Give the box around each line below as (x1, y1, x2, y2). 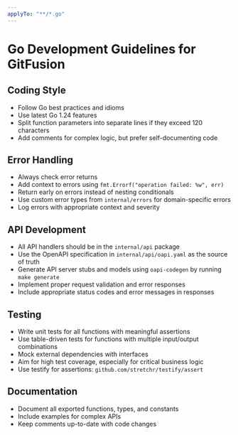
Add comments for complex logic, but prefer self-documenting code (17, 133, 218, 142)
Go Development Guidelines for (7, 41, 197, 57)
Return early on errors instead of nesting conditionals (17, 188, 174, 196)
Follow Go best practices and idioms (17, 103, 124, 112)
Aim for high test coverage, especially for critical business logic (17, 358, 204, 366)
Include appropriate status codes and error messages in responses (17, 288, 215, 296)
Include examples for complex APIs (17, 412, 121, 420)
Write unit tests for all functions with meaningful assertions (17, 328, 190, 336)
